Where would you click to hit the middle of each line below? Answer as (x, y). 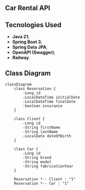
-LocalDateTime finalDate (49, 102)
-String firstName (42, 127)
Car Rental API (28, 8)
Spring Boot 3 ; (27, 42)
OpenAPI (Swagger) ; (34, 52)
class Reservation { (35, 89)
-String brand (37, 158)
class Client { (29, 119)
